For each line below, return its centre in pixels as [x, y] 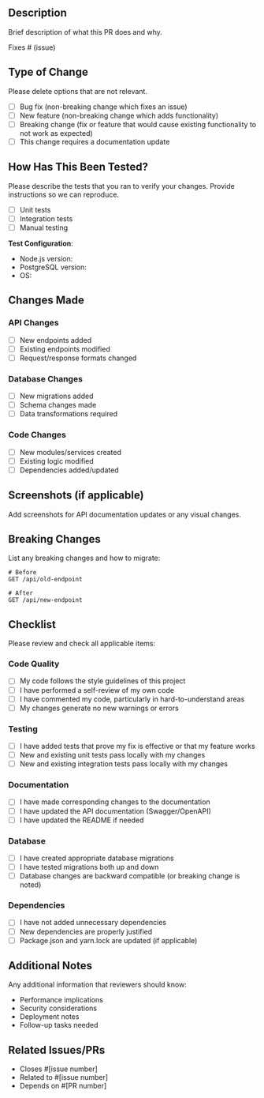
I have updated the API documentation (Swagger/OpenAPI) [115, 811]
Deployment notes [49, 1017]
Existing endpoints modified [65, 349]
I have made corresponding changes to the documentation [115, 802]
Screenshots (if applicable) [76, 496]
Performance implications [61, 1000]
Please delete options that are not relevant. [78, 91]
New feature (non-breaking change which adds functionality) [119, 115]
